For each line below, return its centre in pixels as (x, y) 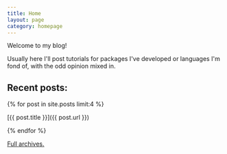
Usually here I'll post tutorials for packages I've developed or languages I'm (114, 59)
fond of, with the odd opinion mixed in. (61, 66)
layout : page (26, 20)
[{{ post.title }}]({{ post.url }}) (48, 118)
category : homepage (35, 26)
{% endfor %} (27, 131)
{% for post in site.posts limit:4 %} (56, 104)
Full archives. (26, 144)
